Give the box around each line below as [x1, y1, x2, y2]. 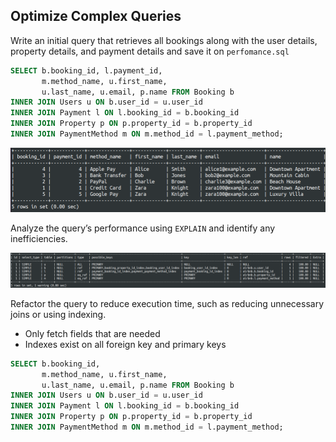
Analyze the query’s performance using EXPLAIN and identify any [10, 222, 276, 234]
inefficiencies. [10, 232, 68, 244]
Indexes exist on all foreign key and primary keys [24, 338, 227, 350]
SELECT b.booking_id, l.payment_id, [10, 65, 163, 76]
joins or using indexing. [10, 308, 107, 320]
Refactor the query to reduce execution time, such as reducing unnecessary [10, 297, 325, 309]
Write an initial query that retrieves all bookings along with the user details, [10, 34, 318, 46]
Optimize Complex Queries [10, 8, 182, 25]
